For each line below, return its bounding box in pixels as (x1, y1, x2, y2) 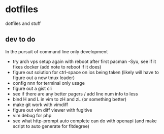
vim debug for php (12, 112, 52, 118)
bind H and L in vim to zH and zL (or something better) (12, 96, 127, 102)
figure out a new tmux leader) (12, 75, 75, 81)
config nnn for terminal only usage (12, 80, 85, 86)
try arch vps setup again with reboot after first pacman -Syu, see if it (12, 58, 156, 64)
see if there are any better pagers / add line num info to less (12, 90, 138, 97)
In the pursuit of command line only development (5, 48, 108, 54)
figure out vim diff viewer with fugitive (12, 107, 92, 113)
